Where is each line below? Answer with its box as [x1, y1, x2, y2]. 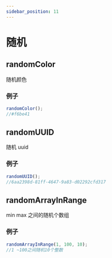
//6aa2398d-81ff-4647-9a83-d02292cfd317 [6, 179, 107, 185]
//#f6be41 [6, 111, 30, 117]
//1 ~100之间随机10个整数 [6, 247, 63, 253]
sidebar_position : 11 [6, 8, 59, 15]
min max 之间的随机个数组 [6, 212, 69, 219]
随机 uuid [6, 143, 29, 150]
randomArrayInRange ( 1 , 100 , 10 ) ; [6, 242, 88, 247]
